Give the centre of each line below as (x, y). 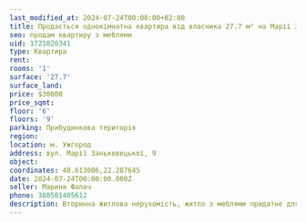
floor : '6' (30, 111)
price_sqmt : (32, 102)
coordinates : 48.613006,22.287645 (75, 170)
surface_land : (36, 86)
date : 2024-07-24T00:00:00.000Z (71, 178)
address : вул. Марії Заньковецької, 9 (83, 153)
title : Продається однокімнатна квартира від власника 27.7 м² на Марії (150, 26)
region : (24, 137)
